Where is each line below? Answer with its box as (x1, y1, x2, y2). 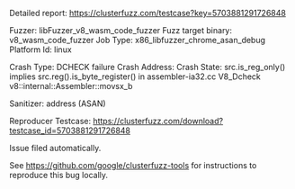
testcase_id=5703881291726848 (9, 125, 130, 136)
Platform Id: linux (9, 44, 72, 55)
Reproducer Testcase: (9, 116, 92, 126)
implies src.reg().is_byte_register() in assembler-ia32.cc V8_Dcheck (9, 71, 261, 82)
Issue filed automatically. (9, 143, 102, 153)
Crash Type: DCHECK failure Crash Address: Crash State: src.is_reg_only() (9, 62, 286, 72)
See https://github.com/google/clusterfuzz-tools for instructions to (9, 160, 257, 170)
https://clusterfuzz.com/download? (93, 116, 223, 126)
